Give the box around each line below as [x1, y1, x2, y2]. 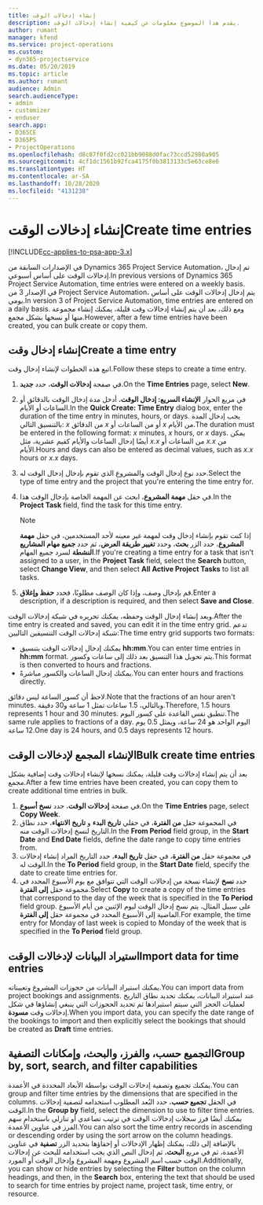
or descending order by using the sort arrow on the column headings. [8, 1130, 233, 1140]
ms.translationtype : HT [8, 165, 86, 173]
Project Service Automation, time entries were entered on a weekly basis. [8, 278, 246, 288]
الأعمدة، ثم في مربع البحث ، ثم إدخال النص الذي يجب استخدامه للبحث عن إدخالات [8, 1147, 244, 1156]
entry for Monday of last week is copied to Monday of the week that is [19, 918, 247, 928]
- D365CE [8, 128, 37, 136]
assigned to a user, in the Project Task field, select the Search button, [19, 556, 247, 566]
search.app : [8, 121, 47, 129]
